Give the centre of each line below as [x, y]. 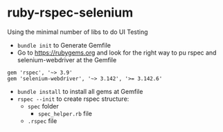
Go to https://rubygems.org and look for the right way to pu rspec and [117, 53]
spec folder [43, 106]
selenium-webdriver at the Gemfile [67, 59]
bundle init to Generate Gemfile [64, 45]
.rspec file [42, 121]
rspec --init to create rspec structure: [73, 99]
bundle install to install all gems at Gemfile [80, 91]
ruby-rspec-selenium [70, 13]
